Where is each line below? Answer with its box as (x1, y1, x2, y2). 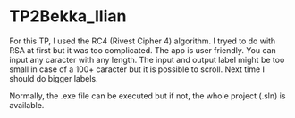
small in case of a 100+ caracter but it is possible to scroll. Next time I (9, 64, 265, 75)
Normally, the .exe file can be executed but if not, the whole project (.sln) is (9, 90, 286, 101)
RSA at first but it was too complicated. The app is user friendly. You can (9, 44, 277, 55)
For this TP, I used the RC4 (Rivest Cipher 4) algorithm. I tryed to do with (9, 35, 276, 46)
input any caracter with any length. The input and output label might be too (9, 54, 285, 65)
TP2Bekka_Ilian (9, 6, 127, 27)
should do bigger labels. (9, 73, 98, 83)
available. (9, 99, 45, 110)
